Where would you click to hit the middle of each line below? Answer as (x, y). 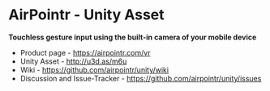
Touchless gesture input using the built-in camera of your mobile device (133, 37)
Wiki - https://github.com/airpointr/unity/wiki (94, 69)
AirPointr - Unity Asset (86, 15)
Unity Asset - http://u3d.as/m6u (73, 61)
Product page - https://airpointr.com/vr (85, 52)
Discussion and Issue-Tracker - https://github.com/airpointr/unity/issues (141, 78)
